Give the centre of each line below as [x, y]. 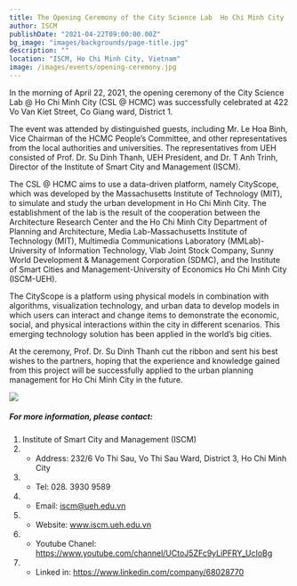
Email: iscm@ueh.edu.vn [80, 506]
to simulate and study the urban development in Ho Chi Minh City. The [138, 202]
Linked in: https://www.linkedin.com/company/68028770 [140, 572]
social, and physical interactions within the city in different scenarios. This [144, 324]
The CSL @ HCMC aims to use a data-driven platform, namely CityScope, [144, 184]
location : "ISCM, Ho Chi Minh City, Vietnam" [95, 59]
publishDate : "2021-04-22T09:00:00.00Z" [85, 34]
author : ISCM [33, 26]
